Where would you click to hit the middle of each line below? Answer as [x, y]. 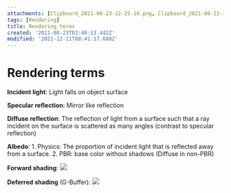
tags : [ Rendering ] [33, 20]
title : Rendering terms [41, 26]
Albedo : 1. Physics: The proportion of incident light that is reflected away [111, 147]
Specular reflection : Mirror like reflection [66, 105]
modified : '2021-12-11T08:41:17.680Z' [63, 39]
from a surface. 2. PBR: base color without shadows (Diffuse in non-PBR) [111, 154]
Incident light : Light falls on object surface [68, 92]
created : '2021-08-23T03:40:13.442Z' [61, 33]
